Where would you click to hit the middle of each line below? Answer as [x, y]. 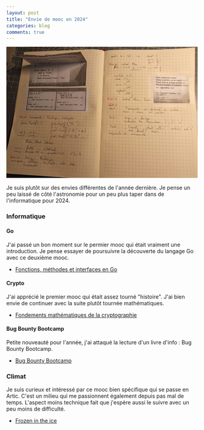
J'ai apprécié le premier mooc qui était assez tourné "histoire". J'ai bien [96, 296]
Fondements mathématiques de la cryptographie [76, 315]
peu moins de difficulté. [36, 409]
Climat [16, 376]
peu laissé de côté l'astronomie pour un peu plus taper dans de [86, 194]
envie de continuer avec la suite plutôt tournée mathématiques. [85, 303]
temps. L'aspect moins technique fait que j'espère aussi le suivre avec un [98, 403]
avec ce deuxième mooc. [38, 257]
